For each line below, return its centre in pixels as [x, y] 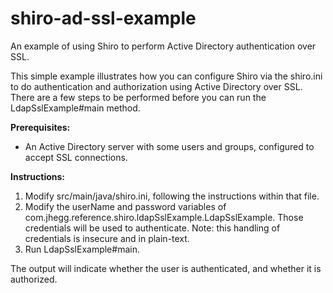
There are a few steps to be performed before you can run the [138, 97]
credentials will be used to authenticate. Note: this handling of [152, 228]
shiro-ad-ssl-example [103, 18]
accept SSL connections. [76, 157]
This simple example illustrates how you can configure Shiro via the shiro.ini [166, 76]
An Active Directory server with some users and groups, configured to [169, 146]
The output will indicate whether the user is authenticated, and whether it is [166, 268]
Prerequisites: [40, 127]
